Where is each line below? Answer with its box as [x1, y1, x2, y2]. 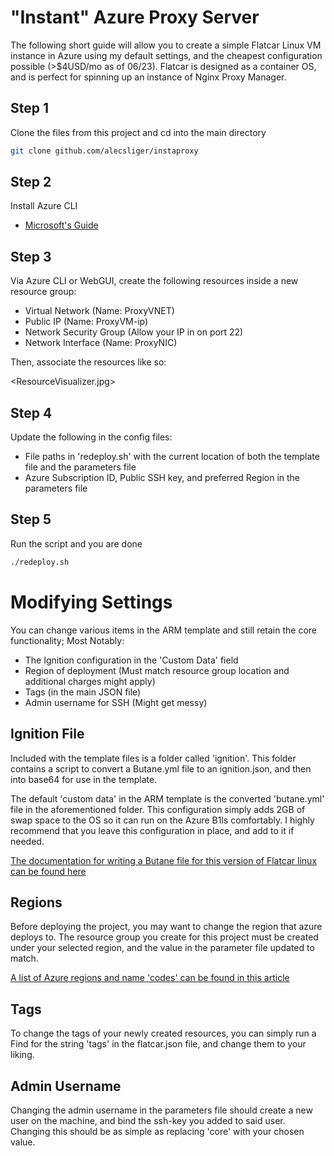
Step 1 [10, 100, 50, 117]
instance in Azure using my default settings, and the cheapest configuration [10, 49, 323, 61]
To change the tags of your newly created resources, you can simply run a [10, 1027, 317, 1040]
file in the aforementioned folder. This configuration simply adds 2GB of [10, 803, 306, 815]
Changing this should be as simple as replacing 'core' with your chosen [10, 1125, 305, 1137]
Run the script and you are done [10, 537, 143, 550]
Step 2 [10, 174, 52, 191]
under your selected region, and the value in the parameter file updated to [10, 942, 315, 954]
